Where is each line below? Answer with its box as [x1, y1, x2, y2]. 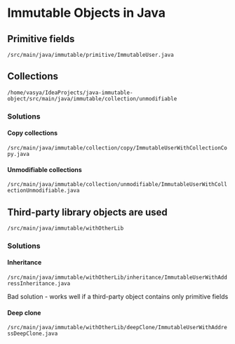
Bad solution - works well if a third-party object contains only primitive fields [7, 293, 229, 301]
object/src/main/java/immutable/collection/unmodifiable [7, 95, 177, 102]
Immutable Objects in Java [7, 5, 166, 21]
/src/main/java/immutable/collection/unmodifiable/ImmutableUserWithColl [7, 181, 228, 188]
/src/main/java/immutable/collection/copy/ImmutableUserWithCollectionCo [7, 144, 228, 152]
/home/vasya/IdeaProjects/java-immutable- [7, 89, 133, 96]
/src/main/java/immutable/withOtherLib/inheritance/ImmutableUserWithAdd [7, 274, 228, 282]
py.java [7, 150, 30, 157]
